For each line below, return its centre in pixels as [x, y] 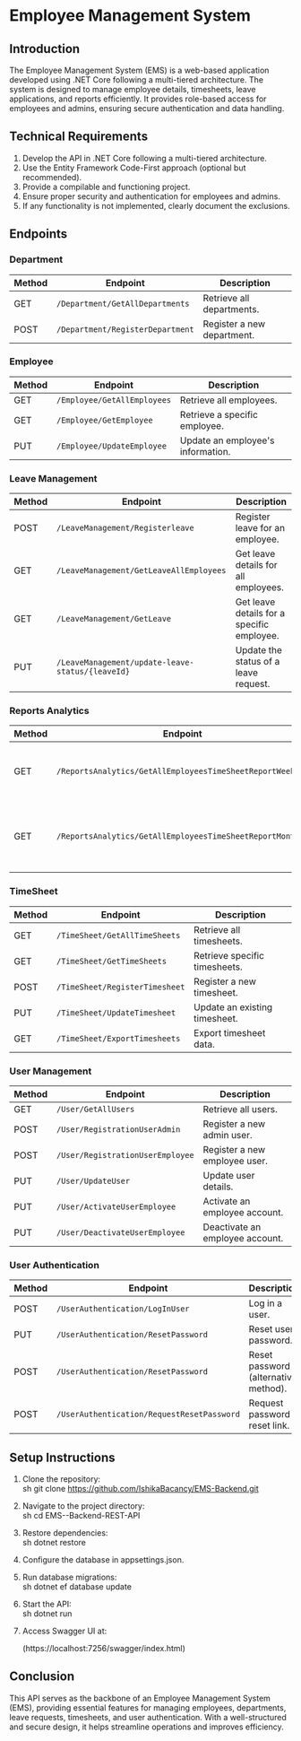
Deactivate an [232, 1227]
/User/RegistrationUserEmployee [125, 1155]
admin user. [228, 1135]
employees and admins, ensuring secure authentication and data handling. [147, 108]
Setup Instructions [62, 1457]
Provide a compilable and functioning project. [106, 187]
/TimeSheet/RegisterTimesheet [121, 987]
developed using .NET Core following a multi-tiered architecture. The [137, 80]
